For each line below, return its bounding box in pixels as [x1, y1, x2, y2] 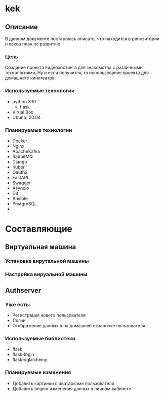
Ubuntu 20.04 [12, 114, 41, 120]
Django [12, 158, 27, 164]
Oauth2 [12, 169, 28, 175]
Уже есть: [5, 301, 31, 308]
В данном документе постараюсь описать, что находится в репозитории [5, 36, 160, 41]
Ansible [12, 196, 28, 201]
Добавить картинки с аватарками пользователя [12, 380, 115, 386]
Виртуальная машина [5, 243, 76, 251]
